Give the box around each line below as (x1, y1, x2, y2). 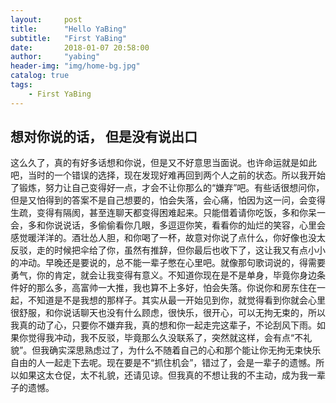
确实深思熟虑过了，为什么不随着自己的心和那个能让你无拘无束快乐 (49, 344, 322, 356)
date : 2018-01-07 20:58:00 (10, 42, 150, 53)
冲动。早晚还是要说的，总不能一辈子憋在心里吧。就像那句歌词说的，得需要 (18, 257, 326, 269)
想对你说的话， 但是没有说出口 (10, 129, 198, 146)
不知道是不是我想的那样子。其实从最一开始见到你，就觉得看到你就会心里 (27, 294, 326, 306)
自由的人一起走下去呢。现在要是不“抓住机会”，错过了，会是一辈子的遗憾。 (10, 357, 317, 369)
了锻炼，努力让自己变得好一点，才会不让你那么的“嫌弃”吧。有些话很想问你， (10, 182, 325, 194)
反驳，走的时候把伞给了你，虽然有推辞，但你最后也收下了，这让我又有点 (10, 244, 308, 256)
